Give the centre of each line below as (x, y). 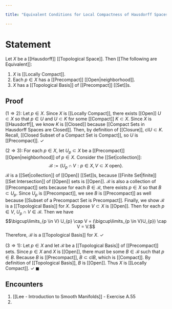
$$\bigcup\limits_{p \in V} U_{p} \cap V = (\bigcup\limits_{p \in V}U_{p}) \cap (86, 221)
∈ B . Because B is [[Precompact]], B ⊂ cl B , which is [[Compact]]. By (78, 257)
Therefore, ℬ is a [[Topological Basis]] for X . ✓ (55, 235)
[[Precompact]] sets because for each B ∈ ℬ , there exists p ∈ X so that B (83, 187)
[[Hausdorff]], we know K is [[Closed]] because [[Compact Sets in (75, 124)
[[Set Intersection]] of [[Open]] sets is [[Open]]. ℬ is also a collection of (81, 181)
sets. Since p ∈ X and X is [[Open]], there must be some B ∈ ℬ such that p (85, 252)
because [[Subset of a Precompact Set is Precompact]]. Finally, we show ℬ (85, 200)
